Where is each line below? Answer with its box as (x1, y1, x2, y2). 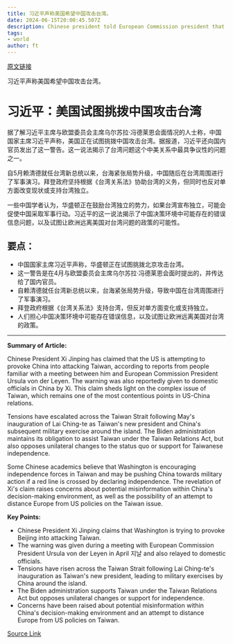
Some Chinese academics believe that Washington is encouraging (7, 462, 196, 471)
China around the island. (17, 579, 87, 587)
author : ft (7, 42, 39, 49)
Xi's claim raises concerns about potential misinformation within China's (7, 485, 214, 493)
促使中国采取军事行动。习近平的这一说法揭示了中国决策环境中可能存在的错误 (7, 209, 226, 218)
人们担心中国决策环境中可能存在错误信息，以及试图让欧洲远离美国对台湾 (17, 312, 224, 320)
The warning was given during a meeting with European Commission (17, 541, 214, 549)
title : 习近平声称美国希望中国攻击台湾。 (7, 10, 112, 17)
